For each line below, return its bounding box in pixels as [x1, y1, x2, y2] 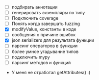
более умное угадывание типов [11, 49, 79, 54]
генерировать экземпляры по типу [11, 10, 85, 16]
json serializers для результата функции [11, 37, 94, 43]
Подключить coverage [11, 15, 59, 21]
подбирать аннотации [11, 4, 58, 10]
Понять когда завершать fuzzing [11, 21, 80, 27]
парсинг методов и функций [11, 59, 71, 65]
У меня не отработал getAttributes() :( [11, 69, 91, 75]
